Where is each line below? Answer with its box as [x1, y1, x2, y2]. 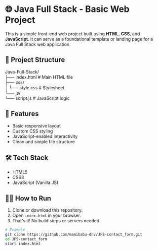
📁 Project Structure [5, 56, 65, 64]
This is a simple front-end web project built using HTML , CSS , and [5, 31, 140, 37]
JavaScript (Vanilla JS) [12, 180, 59, 186]
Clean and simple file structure [12, 138, 75, 144]
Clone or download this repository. [12, 207, 83, 213]
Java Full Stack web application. [5, 41, 71, 47]
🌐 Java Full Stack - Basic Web [5, 3, 130, 15]
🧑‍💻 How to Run [5, 194, 51, 202]
